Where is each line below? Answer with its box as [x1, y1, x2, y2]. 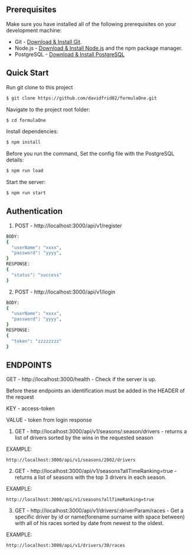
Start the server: [6, 179, 46, 186]
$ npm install [6, 139, 41, 146]
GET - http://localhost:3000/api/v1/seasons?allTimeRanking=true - [14, 468, 177, 475]
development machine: [6, 27, 62, 34]
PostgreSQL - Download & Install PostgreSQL [14, 50, 125, 58]
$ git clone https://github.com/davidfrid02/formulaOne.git [6, 95, 158, 101]
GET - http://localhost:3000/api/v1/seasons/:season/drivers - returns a [14, 428, 187, 435]
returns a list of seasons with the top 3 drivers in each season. [14, 474, 166, 481]
